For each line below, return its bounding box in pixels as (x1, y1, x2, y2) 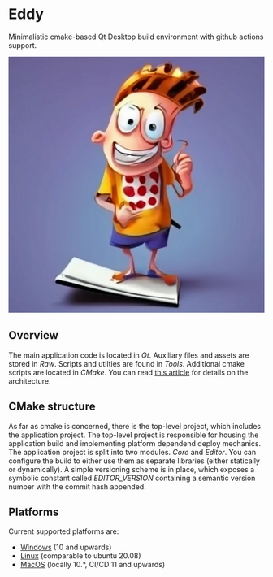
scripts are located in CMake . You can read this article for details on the (8, 367, 249, 377)
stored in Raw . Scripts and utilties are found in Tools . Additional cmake (8, 358, 245, 368)
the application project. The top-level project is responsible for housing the (8, 430, 259, 440)
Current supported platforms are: (8, 527, 119, 536)
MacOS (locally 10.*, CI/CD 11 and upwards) (19, 560, 166, 570)
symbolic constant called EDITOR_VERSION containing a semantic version (8, 473, 256, 483)
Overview (8, 328, 59, 342)
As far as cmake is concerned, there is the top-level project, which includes (8, 421, 262, 431)
